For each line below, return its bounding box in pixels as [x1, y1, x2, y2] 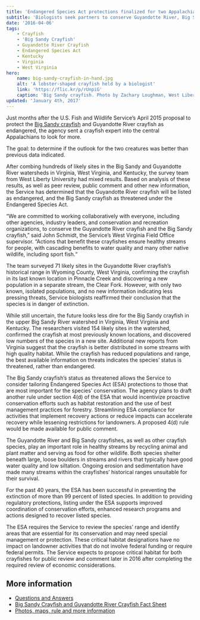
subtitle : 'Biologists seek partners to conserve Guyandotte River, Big [6, 14, 190, 20]
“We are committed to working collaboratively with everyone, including [6, 212, 180, 219]
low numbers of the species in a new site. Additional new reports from [6, 337, 178, 344]
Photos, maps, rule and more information [14, 607, 115, 615]
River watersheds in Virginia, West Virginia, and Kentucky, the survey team [6, 169, 189, 176]
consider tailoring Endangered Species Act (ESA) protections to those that [6, 380, 188, 387]
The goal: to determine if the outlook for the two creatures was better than [6, 145, 189, 152]
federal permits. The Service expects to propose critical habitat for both [6, 548, 182, 556]
